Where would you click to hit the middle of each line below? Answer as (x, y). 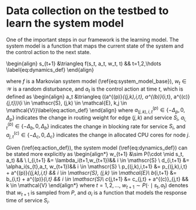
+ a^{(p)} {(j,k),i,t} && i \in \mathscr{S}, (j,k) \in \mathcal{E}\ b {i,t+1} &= (92, 172)
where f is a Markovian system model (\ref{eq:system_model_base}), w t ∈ (97, 82)
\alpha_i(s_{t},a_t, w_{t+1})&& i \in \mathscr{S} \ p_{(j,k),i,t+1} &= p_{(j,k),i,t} (97, 166)
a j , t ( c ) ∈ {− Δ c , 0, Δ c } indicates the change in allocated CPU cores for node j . (98, 135)
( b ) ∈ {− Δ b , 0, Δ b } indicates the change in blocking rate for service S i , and (97, 126)
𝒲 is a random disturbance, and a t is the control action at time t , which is (95, 89)
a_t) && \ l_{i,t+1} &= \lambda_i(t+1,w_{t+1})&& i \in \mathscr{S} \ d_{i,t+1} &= (98, 160)
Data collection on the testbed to (87, 11)
